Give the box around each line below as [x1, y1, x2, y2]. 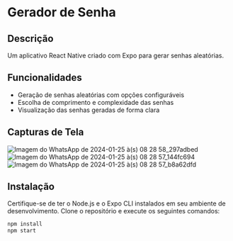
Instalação [7, 181, 55, 193]
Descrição [7, 33, 54, 45]
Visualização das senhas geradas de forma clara [17, 106, 160, 114]
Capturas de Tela [7, 126, 84, 138]
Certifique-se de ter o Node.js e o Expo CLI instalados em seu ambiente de [7, 199, 226, 208]
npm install [7, 220, 42, 228]
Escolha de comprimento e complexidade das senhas [17, 98, 174, 106]
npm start [7, 228, 37, 235]
